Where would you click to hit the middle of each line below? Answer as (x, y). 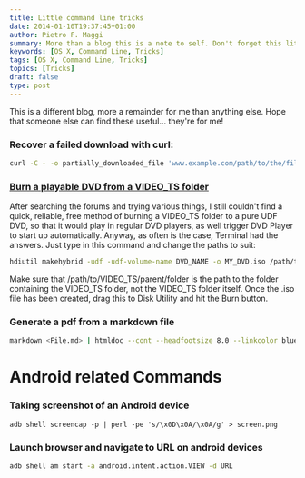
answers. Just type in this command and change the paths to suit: (133, 245)
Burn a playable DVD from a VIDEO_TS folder (109, 186)
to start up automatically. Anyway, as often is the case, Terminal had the (144, 235)
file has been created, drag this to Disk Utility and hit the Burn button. (139, 298)
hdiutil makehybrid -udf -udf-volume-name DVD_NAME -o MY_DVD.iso (138, 262)
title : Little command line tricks (77, 18)
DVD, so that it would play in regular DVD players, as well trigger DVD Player (151, 226)
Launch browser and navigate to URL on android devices (136, 447)
